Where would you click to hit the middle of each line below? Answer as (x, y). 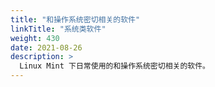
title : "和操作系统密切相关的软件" (75, 19)
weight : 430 (35, 38)
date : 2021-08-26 (46, 47)
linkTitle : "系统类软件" (58, 29)
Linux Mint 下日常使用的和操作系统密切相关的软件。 (114, 66)
